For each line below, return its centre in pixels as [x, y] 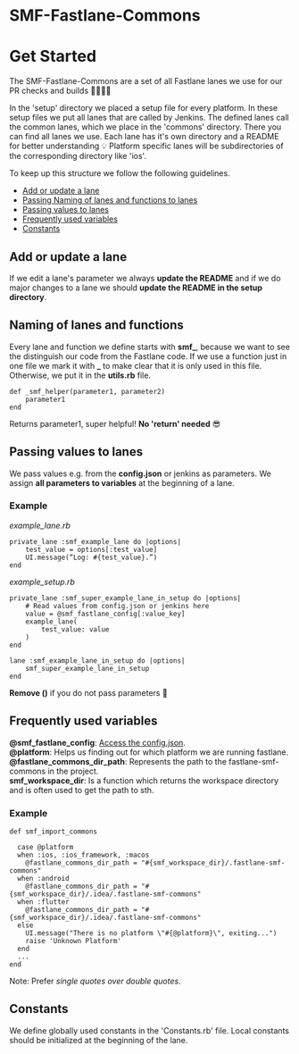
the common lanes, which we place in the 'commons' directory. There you [145, 127]
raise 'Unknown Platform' [74, 941]
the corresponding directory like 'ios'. [78, 156]
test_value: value [75, 629]
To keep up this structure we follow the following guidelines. [120, 173]
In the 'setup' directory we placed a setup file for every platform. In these [144, 108]
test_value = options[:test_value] [91, 549]
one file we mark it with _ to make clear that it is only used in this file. [136, 365]
